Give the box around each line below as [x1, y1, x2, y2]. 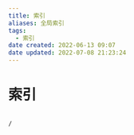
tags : [8, 26, 26, 34]
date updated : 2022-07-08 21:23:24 [8, 49, 127, 57]
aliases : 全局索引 [8, 19, 65, 27]
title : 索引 [8, 11, 45, 20]
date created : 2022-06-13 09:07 [8, 42, 116, 50]
